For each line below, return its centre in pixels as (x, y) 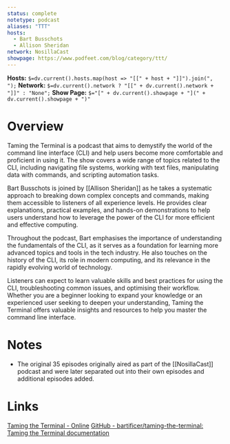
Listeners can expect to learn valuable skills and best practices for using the (115, 280)
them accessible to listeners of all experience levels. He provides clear (107, 202)
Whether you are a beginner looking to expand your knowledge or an (105, 295)
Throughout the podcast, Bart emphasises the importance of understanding (115, 237)
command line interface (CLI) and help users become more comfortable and (115, 153)
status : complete (32, 13)
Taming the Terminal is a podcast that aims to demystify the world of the (110, 145)
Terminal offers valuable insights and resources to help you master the (107, 310)
